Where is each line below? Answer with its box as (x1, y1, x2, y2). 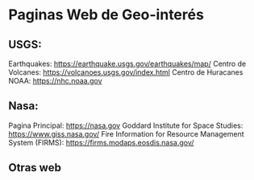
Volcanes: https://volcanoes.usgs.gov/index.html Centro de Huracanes (8, 67, 244, 77)
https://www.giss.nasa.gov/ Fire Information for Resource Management (8, 129, 244, 138)
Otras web (8, 161, 62, 174)
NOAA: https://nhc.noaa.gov (8, 76, 102, 85)
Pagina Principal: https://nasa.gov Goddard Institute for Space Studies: (8, 121, 244, 130)
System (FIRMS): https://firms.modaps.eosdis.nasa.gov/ (8, 137, 194, 147)
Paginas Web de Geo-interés (8, 6, 204, 24)
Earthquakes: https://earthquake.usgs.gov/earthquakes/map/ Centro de (8, 59, 247, 68)
